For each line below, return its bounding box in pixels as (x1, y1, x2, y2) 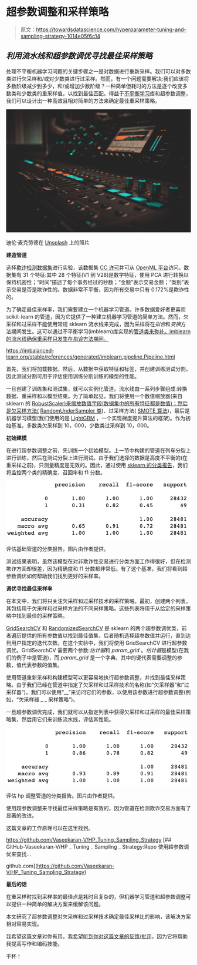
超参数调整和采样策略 (6, 5, 110, 19)
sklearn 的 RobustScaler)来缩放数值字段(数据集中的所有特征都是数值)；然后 (6, 400, 188, 407)
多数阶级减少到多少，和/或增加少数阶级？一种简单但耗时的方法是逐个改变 (6, 82, 183, 89)
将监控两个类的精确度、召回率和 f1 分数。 (6, 469, 106, 476)
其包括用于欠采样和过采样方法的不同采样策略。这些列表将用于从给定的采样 (6, 605, 186, 612)
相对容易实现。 (6, 920, 42, 927)
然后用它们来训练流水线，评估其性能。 (21, 715, 114, 723)
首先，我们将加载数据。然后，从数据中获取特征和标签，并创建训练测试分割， (6, 366, 191, 373)
